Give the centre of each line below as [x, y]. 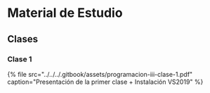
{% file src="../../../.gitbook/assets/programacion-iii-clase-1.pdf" [100, 74]
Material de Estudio [65, 13]
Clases [23, 39]
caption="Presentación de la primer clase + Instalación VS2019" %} [105, 82]
